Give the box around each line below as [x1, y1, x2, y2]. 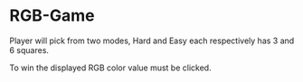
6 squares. [9, 44, 50, 55]
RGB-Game [9, 5, 95, 26]
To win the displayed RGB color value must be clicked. [9, 62, 212, 73]
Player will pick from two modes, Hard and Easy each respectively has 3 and [9, 35, 295, 46]
